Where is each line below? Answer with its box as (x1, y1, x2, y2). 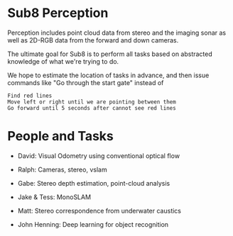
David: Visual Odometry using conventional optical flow (17, 151, 180, 160)
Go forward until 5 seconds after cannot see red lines (7, 104, 176, 111)
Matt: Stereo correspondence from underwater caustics (17, 206, 182, 215)
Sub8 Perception (7, 5, 109, 21)
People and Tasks (7, 128, 114, 145)
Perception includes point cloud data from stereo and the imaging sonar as (7, 28, 226, 37)
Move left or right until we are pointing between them (7, 98, 176, 106)
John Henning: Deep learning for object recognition (17, 220, 169, 228)
